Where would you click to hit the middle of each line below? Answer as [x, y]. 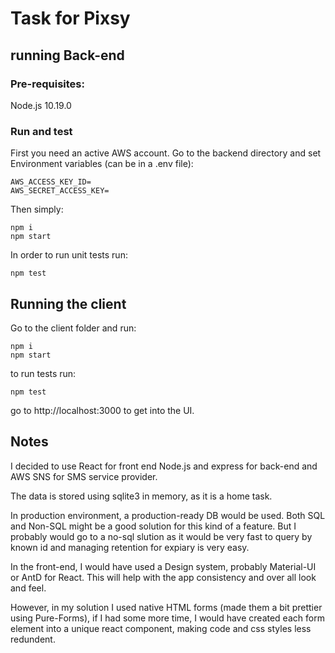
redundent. [33, 639]
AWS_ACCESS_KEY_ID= [51, 182]
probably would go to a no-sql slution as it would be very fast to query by [161, 536]
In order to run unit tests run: [69, 255]
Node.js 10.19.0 [41, 105]
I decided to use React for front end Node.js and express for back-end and [164, 466]
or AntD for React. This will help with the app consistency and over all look [163, 577]
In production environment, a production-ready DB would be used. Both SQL [168, 515]
